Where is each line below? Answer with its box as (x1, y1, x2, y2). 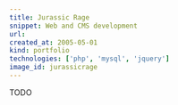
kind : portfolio (9, 46, 70, 55)
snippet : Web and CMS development (9, 21, 139, 30)
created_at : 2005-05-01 (9, 37, 98, 47)
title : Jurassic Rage (9, 12, 90, 22)
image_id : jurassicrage (9, 63, 98, 72)
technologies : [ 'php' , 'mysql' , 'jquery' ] (9, 54, 170, 63)
